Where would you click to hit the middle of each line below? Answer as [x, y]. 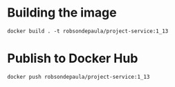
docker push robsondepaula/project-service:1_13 [79, 77]
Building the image [62, 13]
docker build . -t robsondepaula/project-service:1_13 [88, 31]
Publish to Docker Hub [73, 58]
